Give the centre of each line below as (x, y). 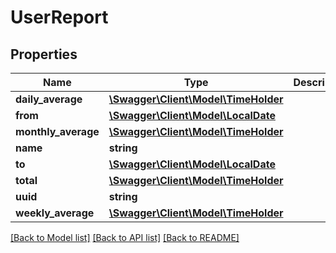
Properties (44, 54)
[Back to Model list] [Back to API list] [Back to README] (125, 237)
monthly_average (57, 131)
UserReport (59, 17)
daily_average (49, 99)
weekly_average (55, 213)
